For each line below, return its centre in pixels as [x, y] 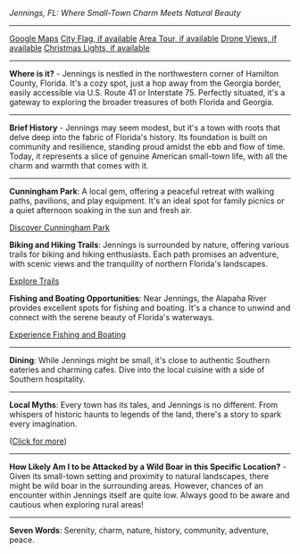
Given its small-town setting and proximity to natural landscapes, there [139, 476]
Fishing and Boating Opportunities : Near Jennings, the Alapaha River [138, 298]
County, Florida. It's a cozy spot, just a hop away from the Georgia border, [146, 83]
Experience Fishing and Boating [68, 335]
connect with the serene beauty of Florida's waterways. [112, 317]
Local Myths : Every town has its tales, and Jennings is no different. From [144, 405]
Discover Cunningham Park [59, 227]
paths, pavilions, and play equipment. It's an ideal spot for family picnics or [147, 201]
